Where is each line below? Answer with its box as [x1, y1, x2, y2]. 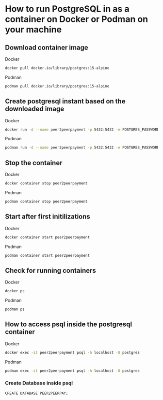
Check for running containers [5, 266, 96, 275]
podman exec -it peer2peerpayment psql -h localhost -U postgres [5, 368, 140, 373]
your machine [5, 24, 62, 35]
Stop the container [5, 159, 63, 167]
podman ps [5, 307, 25, 312]
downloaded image [5, 105, 65, 113]
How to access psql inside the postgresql [5, 320, 132, 329]
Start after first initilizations [5, 213, 91, 221]
